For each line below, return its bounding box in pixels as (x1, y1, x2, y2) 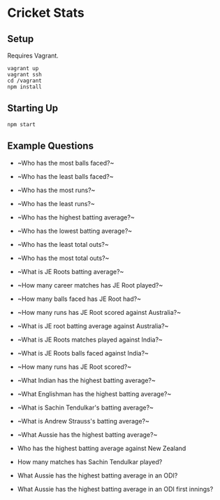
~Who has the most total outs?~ (17, 254, 110, 262)
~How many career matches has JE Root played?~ (17, 281, 163, 289)
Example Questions (7, 140, 94, 152)
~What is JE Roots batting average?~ (17, 267, 124, 276)
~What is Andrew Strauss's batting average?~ (17, 417, 150, 425)
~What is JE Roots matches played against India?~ (17, 335, 163, 344)
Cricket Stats (7, 5, 85, 21)
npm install (7, 83, 42, 90)
